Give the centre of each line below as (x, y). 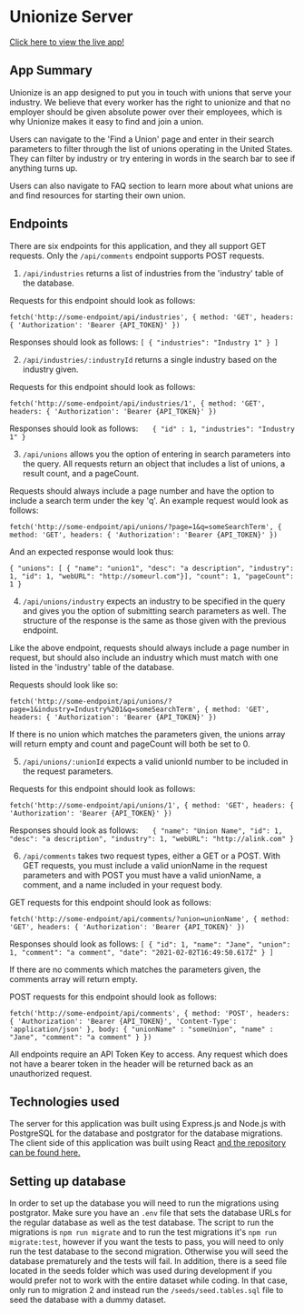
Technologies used (64, 1102)
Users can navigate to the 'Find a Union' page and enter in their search (142, 139)
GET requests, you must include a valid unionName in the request (145, 865)
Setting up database (68, 1181)
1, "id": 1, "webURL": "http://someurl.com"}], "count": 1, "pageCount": (152, 576)
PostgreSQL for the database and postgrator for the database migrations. (146, 1133)
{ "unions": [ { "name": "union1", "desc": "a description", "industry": (152, 568)
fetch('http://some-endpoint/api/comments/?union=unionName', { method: (150, 919)
